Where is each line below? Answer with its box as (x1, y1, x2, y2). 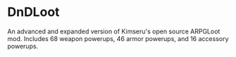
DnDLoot (7, 4, 60, 20)
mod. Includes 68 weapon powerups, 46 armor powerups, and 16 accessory (7, 34, 229, 42)
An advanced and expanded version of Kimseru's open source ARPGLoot (7, 27, 221, 35)
